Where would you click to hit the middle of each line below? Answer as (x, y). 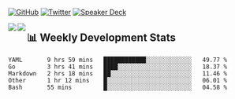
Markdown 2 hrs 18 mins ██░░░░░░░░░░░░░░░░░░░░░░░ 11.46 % (117, 73)
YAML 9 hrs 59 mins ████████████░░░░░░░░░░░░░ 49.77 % (117, 60)
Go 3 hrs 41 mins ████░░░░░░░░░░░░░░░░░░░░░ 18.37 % (117, 67)
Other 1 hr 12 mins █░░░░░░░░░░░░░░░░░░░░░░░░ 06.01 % (117, 80)
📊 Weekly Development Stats (101, 38)
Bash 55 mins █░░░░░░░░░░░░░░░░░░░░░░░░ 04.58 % (117, 87)
